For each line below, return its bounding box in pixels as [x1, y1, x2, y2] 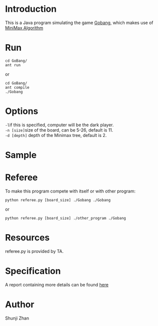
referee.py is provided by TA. [5, 248, 64, 254]
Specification [5, 266, 61, 277]
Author [5, 299, 34, 310]
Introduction [5, 3, 57, 15]
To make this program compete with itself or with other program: [5, 188, 136, 194]
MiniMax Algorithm [5, 25, 43, 30]
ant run [5, 62, 21, 67]
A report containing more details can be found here [5, 281, 109, 288]
